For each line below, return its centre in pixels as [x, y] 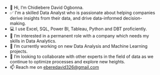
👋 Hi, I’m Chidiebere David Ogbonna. [47, 8]
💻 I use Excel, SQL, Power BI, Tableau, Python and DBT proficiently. [78, 29]
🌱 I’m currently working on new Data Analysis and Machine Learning [79, 46]
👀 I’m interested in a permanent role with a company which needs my [79, 36]
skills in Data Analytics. [33, 41]
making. [18, 23]
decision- [133, 18]
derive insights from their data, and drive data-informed [66, 18]
